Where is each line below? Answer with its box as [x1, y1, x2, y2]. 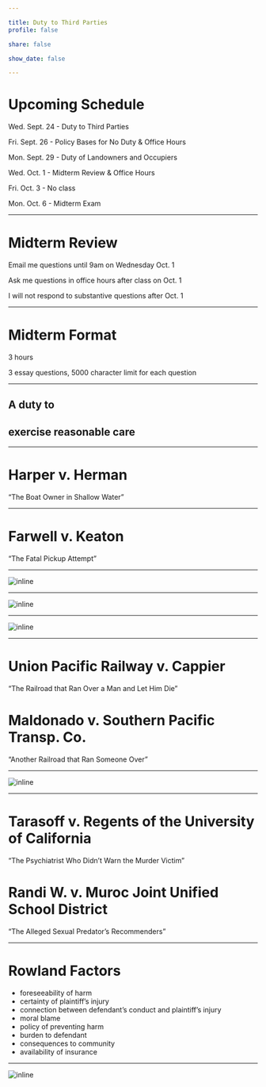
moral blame [19, 1013, 61, 1023]
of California [8, 830, 92, 847]
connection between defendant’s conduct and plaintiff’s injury [19, 1004, 222, 1014]
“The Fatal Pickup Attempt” [8, 554, 97, 563]
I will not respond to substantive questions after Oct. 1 [8, 291, 184, 301]
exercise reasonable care [8, 425, 136, 439]
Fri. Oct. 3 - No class [8, 183, 76, 193]
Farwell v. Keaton [8, 528, 124, 546]
